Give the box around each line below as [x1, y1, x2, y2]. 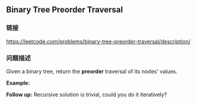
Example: [6, 79, 30, 86]
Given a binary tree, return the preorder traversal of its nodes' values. [6, 68, 178, 75]
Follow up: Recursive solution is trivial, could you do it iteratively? [6, 91, 167, 98]
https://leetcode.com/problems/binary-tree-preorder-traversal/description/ [6, 38, 191, 45]
